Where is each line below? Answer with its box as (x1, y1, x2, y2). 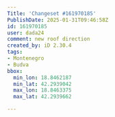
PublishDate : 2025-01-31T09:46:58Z (7, 17, 109, 23)
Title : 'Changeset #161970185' (7, 10, 97, 17)
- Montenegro (7, 55, 44, 62)
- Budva (7, 61, 29, 68)
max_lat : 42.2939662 (13, 94, 72, 100)
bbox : (7, 67, 23, 74)
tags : (7, 49, 23, 56)
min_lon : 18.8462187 (13, 74, 72, 81)
